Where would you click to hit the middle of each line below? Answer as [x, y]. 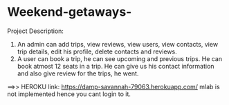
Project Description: [36, 31]
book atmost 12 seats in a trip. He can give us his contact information [116, 66]
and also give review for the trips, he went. [78, 73]
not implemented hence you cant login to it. [69, 94]
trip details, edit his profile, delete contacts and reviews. [97, 51]
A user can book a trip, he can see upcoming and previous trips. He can [120, 58]
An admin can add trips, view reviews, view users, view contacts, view [118, 44]
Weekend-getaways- [70, 12]
